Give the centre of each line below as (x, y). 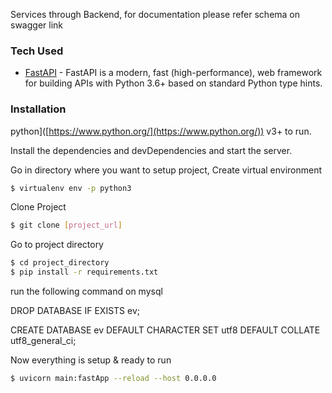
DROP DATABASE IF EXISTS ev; (75, 311)
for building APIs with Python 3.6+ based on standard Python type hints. (173, 83)
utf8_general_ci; (43, 341)
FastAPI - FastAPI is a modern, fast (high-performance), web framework (173, 73)
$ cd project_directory (60, 263)
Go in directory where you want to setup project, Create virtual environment (166, 170)
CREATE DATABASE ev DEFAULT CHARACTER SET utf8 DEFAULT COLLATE (165, 330)
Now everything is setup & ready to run (91, 360)
